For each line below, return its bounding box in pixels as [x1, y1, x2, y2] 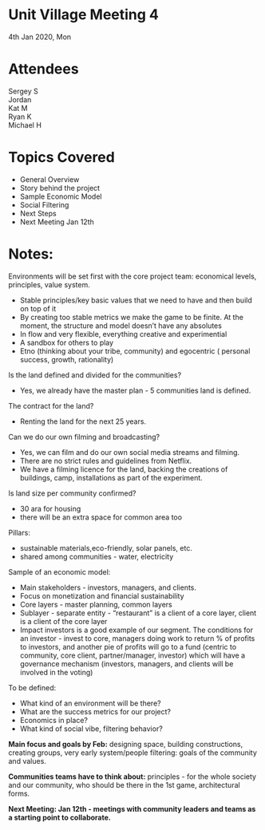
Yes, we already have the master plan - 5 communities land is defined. [19, 385, 251, 395]
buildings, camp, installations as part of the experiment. [19, 472, 204, 482]
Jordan [8, 94, 32, 105]
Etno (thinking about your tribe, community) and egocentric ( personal [19, 346, 251, 356]
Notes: [8, 245, 54, 263]
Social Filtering [19, 200, 69, 209]
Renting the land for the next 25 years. [19, 417, 146, 426]
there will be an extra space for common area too [19, 512, 182, 522]
